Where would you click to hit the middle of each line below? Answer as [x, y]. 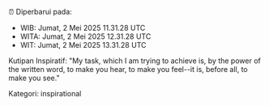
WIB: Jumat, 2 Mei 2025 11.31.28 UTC [83, 28]
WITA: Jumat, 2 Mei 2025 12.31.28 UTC [85, 36]
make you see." [34, 78]
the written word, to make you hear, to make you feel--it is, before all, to [128, 69]
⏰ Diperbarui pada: [41, 12]
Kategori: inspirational [45, 93]
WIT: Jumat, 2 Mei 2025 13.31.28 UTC [83, 45]
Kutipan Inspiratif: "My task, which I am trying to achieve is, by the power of [134, 61]
